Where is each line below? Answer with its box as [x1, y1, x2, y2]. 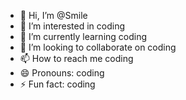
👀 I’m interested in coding [19, 20, 126, 32]
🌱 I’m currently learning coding [19, 31, 148, 42]
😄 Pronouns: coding [19, 67, 105, 79]
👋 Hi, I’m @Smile [19, 10, 88, 21]
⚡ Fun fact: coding [19, 78, 96, 90]
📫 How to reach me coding [19, 53, 134, 64]
